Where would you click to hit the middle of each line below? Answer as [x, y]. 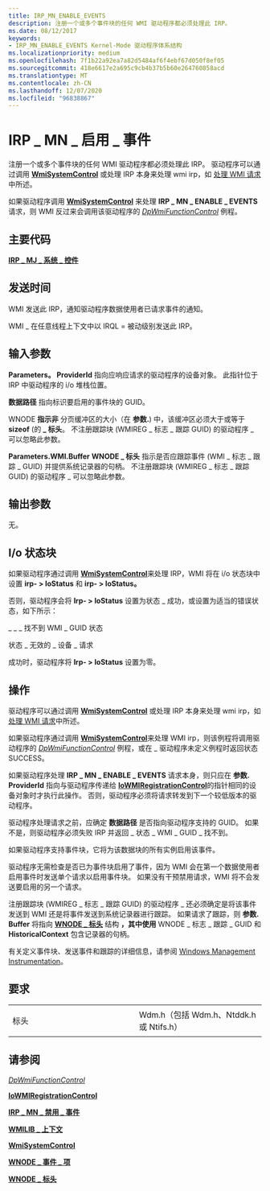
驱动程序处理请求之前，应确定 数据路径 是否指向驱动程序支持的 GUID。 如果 [134, 822]
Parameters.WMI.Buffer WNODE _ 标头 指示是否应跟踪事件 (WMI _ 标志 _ [130, 456]
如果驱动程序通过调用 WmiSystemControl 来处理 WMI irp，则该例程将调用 [131, 738]
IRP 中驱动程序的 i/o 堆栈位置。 [60, 385]
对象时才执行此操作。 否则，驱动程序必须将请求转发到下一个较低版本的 [132, 795]
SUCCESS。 [29, 758]
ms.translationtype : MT [48, 76]
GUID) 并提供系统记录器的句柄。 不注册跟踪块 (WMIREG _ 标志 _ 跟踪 [136, 466]
